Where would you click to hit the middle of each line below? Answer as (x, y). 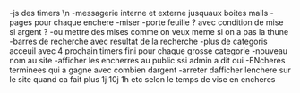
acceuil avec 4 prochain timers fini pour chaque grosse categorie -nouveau (149, 51)
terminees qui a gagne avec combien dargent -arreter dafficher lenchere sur (150, 70)
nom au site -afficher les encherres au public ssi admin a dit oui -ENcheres (147, 60)
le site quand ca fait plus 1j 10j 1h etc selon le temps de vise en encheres (142, 79)
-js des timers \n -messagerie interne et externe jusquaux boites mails (139, 13)
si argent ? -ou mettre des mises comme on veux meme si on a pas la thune (149, 32)
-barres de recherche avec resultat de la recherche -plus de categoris (138, 41)
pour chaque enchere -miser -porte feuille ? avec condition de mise (159, 22)
